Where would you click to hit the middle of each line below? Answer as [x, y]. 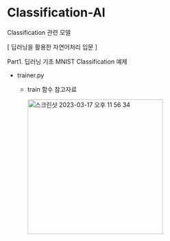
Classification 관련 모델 [39, 32]
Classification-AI [56, 13]
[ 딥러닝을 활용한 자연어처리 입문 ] [52, 47]
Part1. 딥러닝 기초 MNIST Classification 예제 [68, 61]
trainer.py [31, 75]
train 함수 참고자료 [52, 89]
